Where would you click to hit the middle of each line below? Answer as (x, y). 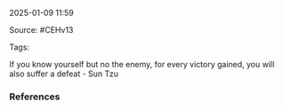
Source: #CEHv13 (41, 30)
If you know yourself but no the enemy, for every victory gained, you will (142, 64)
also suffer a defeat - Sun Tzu (64, 74)
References (35, 97)
